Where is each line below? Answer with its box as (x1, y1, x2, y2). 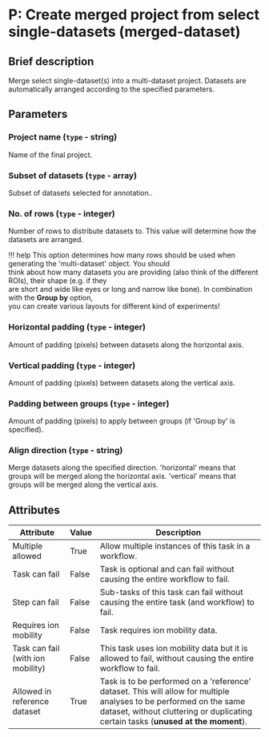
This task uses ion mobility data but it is (99, 643, 248, 654)
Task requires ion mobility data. (99, 625, 218, 636)
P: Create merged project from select (8, 6, 260, 24)
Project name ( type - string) (8, 132, 118, 143)
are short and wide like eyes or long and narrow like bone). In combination (8, 285, 253, 294)
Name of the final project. (8, 150, 93, 160)
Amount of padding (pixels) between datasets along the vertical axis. (8, 378, 235, 387)
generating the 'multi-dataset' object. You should (8, 259, 171, 269)
